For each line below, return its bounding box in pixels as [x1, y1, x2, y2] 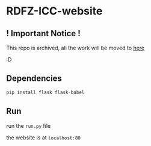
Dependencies [6, 74, 62, 84]
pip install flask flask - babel [6, 89, 85, 95]
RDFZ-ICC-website [6, 4, 103, 18]
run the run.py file [6, 122, 51, 129]
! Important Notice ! [6, 28, 81, 39]
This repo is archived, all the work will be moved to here [6, 44, 145, 51]
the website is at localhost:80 [6, 134, 81, 141]
